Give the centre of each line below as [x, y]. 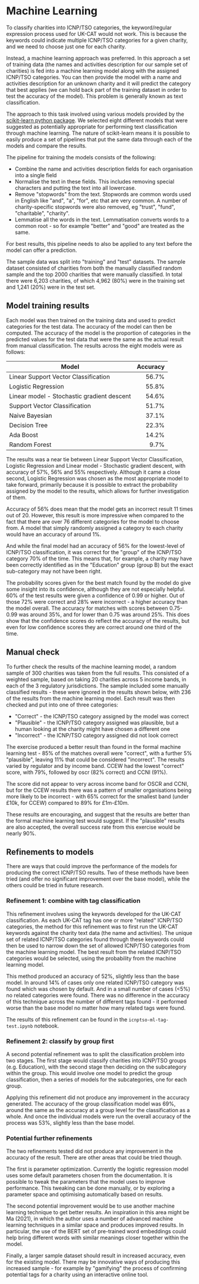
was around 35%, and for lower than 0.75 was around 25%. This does [104, 614]
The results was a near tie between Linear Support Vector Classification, [95, 459]
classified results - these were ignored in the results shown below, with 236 [99, 692]
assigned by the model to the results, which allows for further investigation [97, 491]
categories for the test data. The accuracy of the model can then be [89, 326]
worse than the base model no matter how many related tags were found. [96, 1008]
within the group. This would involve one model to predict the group [89, 1073]
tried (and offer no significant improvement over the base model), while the [98, 879]
